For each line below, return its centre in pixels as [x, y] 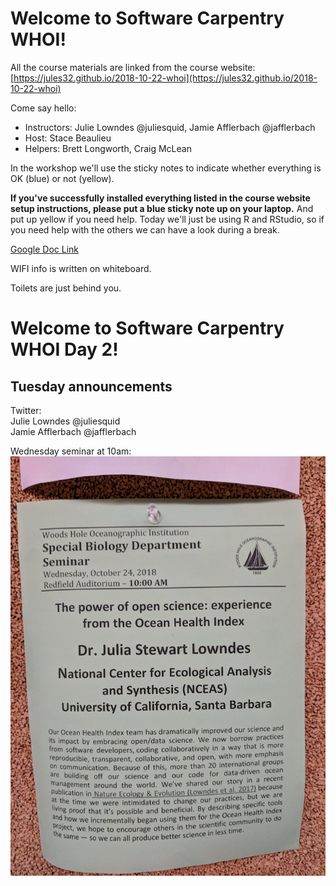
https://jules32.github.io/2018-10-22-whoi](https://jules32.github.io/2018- [165, 78]
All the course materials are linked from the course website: [133, 67]
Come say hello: [43, 108]
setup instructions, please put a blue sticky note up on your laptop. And [162, 208]
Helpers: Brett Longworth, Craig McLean [108, 148]
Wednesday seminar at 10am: [71, 451]
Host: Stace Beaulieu [68, 138]
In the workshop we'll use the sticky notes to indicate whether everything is [166, 168]
